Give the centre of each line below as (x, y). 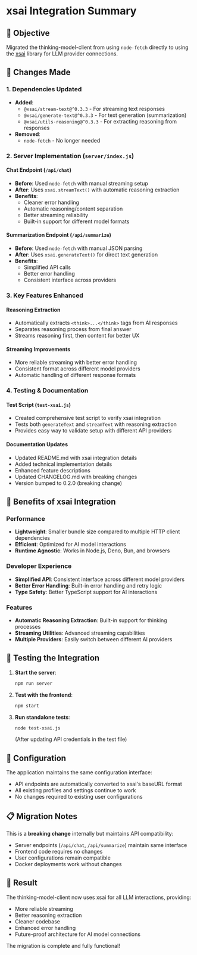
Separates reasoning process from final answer (73, 329)
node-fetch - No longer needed (62, 140)
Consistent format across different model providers (78, 369)
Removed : (27, 134)
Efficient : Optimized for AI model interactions (70, 545)
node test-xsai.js (37, 728)
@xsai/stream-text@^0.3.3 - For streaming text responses (94, 109)
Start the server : (35, 672)
